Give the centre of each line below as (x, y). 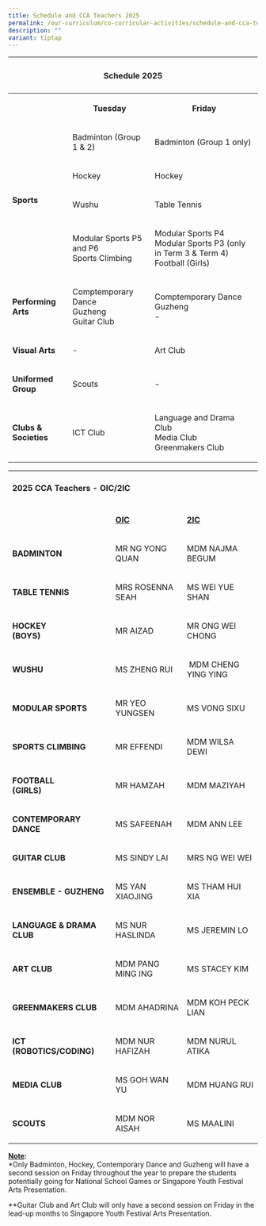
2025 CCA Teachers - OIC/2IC (71, 488)
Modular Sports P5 (107, 238)
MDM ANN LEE (215, 824)
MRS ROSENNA (144, 587)
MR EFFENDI (139, 746)
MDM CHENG (214, 665)
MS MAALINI (211, 1123)
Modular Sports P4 (189, 233)
